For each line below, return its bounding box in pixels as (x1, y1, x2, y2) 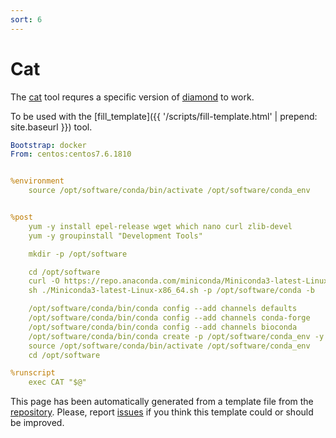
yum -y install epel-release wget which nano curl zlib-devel (28, 221, 293, 231)
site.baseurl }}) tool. (10, 121, 93, 133)
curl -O (28, 276, 60, 286)
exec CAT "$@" (28, 377, 87, 388)
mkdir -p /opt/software (28, 249, 128, 259)
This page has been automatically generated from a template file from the (10, 396, 314, 408)
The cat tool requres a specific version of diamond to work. (10, 91, 255, 103)
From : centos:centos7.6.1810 (10, 149, 132, 160)
